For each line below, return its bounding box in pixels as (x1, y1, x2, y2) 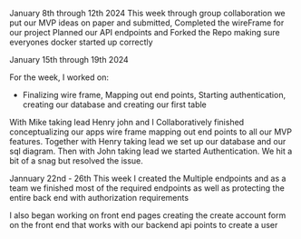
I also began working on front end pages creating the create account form (9, 210, 286, 221)
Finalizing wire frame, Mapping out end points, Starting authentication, (22, 90, 286, 100)
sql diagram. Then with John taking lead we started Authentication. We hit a (9, 145, 293, 156)
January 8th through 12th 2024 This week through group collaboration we (9, 8, 286, 18)
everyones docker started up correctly (9, 36, 153, 47)
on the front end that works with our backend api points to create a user (9, 220, 278, 230)
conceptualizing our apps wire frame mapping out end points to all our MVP (9, 126, 293, 137)
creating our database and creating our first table (22, 99, 207, 110)
